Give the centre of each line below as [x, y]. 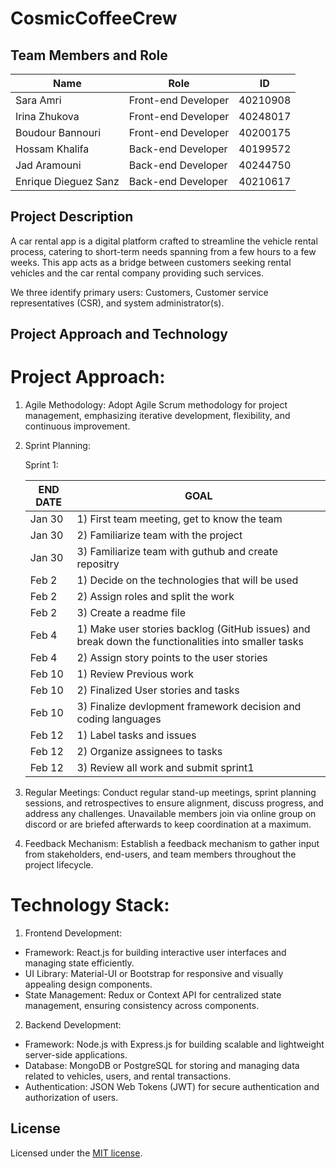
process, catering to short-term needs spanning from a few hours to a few [163, 251]
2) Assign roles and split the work [155, 597]
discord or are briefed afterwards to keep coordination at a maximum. [168, 824]
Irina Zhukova [47, 116]
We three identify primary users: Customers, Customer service [139, 292]
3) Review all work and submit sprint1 [165, 768]
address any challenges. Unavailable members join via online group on [170, 814]
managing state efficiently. [79, 963]
